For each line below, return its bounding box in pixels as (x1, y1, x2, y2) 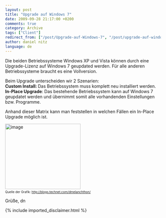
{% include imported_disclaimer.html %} (5, 207, 87, 213)
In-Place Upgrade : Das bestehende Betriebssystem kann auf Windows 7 (5, 88, 153, 94)
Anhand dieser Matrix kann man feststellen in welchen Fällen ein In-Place (5, 109, 155, 114)
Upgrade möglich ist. (5, 113, 48, 119)
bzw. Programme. (5, 99, 41, 105)
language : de (5, 44, 32, 49)
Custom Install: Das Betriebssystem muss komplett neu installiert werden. (5, 83, 157, 89)
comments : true (5, 21, 37, 26)
